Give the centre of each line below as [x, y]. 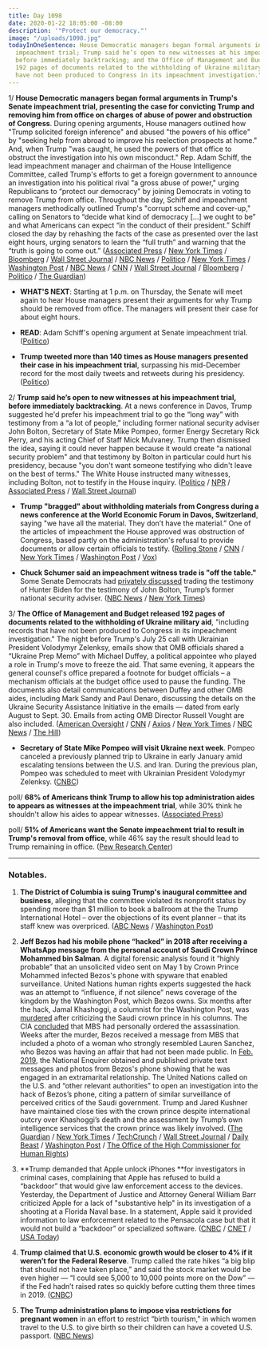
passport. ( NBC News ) [57, 1335]
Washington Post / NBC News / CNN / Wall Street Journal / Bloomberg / [126, 268]
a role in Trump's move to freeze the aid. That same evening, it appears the [132, 664]
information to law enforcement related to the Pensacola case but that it [138, 1219]
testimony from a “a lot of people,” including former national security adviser [134, 422]
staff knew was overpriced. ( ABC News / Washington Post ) [116, 926]
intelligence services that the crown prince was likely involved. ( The [131, 1128]
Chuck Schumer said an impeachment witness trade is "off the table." [138, 573]
